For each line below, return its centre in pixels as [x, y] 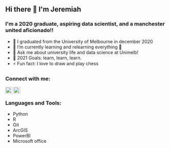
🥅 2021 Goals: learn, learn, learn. [47, 58]
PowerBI [22, 136]
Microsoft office [30, 141]
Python [20, 114]
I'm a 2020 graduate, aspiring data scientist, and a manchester [85, 24]
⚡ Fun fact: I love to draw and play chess [56, 63]
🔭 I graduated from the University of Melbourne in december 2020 [83, 41]
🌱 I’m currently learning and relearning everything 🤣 [67, 47]
